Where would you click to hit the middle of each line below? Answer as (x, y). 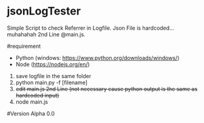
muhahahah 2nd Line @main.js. (46, 34)
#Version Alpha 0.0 (31, 113)
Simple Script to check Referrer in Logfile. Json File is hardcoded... (91, 28)
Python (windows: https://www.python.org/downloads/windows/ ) (97, 58)
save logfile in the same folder (53, 76)
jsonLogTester (44, 11)
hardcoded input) (37, 95)
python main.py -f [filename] (51, 82)
